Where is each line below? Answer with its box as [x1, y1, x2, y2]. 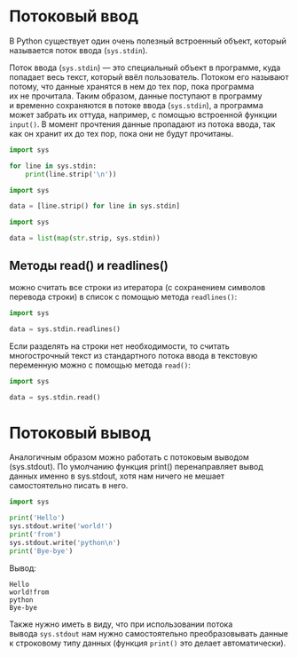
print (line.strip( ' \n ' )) [25, 170, 117, 178]
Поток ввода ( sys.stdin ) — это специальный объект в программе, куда [9, 62, 281, 73]
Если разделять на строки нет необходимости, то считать [9, 340, 231, 352]
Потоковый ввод [9, 6, 139, 27]
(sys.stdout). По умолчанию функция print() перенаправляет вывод [9, 462, 263, 472]
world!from [9, 588, 50, 597]
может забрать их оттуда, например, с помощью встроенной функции [9, 109, 278, 120]
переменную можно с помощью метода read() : [9, 360, 191, 370]
